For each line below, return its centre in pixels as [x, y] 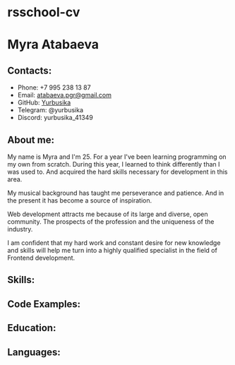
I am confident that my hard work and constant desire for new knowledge [114, 243]
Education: [32, 328]
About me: [31, 139]
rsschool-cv [44, 12]
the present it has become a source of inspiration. [80, 201]
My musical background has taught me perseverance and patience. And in [116, 193]
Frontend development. [41, 258]
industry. [20, 229]
